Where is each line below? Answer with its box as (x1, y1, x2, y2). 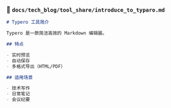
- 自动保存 (6, 58, 30, 64)
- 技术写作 (6, 85, 30, 92)
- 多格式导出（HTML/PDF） (6, 63, 66, 69)
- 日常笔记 (6, 91, 30, 97)
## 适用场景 (6, 74, 33, 81)
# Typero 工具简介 (6, 19, 49, 25)
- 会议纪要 (6, 96, 30, 103)
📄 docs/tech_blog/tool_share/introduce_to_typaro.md (6, 5, 166, 14)
